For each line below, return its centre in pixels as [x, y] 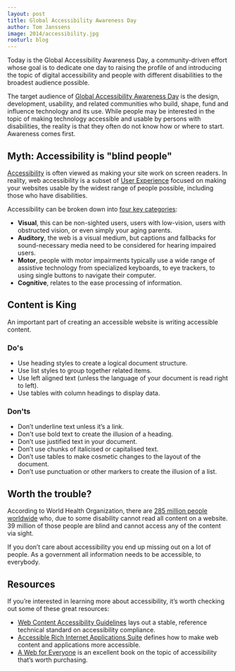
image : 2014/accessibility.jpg [53, 34]
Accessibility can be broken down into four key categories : [93, 209]
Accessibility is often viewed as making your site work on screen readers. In [117, 173]
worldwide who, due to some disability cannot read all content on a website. [118, 519]
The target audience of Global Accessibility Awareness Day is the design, [113, 97]
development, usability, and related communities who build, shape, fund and [118, 104]
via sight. [20, 533]
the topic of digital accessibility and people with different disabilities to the [115, 75]
